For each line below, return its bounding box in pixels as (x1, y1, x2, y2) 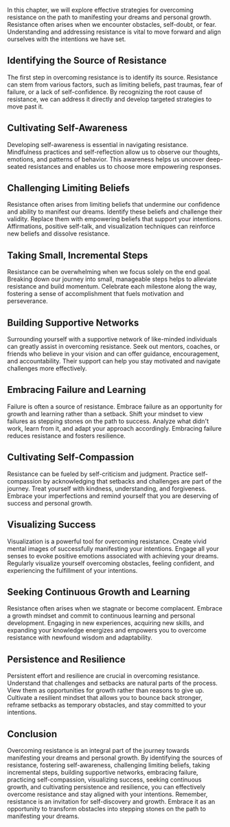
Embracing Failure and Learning (7, 384, 146, 396)
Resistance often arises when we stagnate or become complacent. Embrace (7, 604, 223, 613)
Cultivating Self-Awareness (7, 122, 128, 134)
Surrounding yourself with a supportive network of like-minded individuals (7, 335, 218, 343)
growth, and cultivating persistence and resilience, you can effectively (7, 782, 206, 791)
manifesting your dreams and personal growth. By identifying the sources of (7, 754, 223, 762)
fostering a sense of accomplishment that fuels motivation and (7, 290, 184, 298)
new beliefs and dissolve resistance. (7, 229, 110, 238)
